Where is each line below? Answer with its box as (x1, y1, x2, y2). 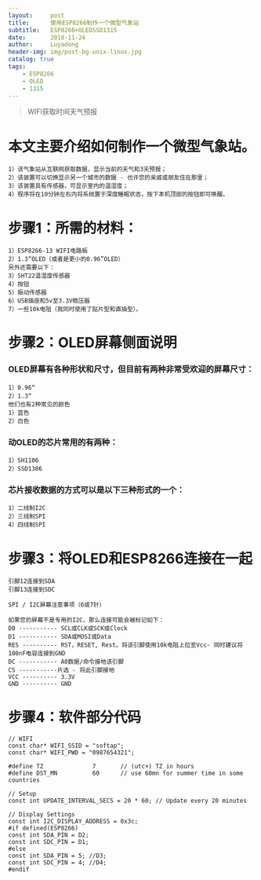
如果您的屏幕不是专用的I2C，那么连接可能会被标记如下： (8, 616, 165, 625)
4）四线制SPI (8, 521, 46, 529)
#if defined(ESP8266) (8, 824, 79, 833)
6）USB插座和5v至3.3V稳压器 (8, 297, 90, 305)
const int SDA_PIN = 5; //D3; (8, 852, 107, 860)
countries (8, 776, 41, 784)
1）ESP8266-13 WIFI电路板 (8, 247, 89, 255)
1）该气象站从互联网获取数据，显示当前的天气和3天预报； (8, 166, 167, 174)
